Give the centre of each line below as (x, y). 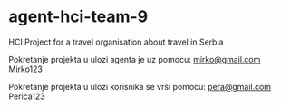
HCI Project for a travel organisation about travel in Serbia (116, 42)
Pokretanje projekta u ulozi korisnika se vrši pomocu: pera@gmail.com (140, 86)
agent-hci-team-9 (78, 17)
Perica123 (27, 96)
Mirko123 (25, 69)
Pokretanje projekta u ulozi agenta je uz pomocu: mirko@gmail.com (135, 59)
